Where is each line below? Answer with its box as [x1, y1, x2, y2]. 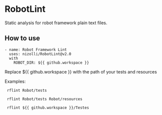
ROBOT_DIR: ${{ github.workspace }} [13, 60, 90, 65]
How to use [4, 34, 40, 42]
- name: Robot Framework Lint [4, 47, 67, 52]
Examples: [4, 78, 26, 84]
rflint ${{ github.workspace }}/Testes [6, 105, 90, 110]
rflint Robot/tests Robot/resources [6, 96, 83, 102]
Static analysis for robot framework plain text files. [4, 20, 108, 26]
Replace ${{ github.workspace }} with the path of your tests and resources [4, 69, 157, 75]
